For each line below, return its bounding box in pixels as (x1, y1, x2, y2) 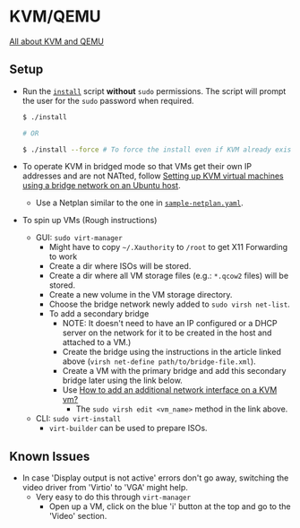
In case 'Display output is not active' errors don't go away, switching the (21, 472, 289, 483)
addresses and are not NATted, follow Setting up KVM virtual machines (21, 170, 284, 181)
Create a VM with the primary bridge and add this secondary (62, 366, 287, 377)
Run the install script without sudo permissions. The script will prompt (21, 85, 287, 96)
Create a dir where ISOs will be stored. (48, 261, 192, 272)
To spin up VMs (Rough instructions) (21, 215, 158, 226)
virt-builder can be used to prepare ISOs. (48, 423, 208, 434)
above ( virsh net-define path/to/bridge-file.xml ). (62, 356, 257, 367)
